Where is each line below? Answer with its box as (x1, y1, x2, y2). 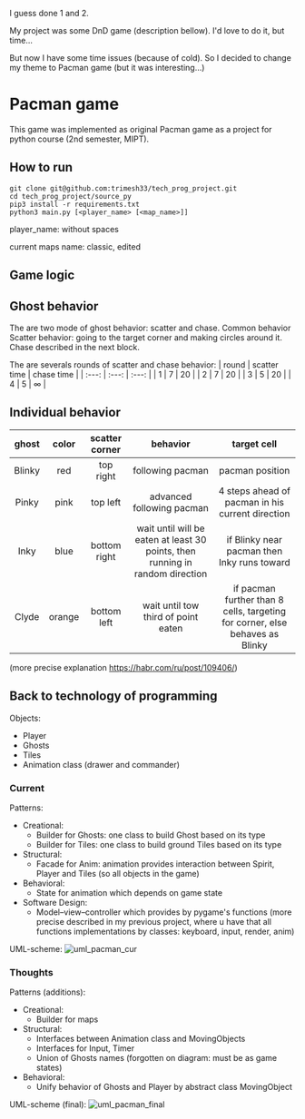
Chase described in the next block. (9, 341, 141, 352)
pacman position (219, 464, 290, 476)
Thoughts (9, 966, 54, 978)
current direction (219, 507, 290, 520)
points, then (144, 545, 197, 557)
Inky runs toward (218, 555, 290, 568)
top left (90, 496, 122, 508)
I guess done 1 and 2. (9, 8, 89, 18)
